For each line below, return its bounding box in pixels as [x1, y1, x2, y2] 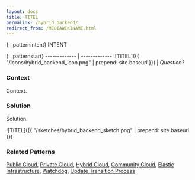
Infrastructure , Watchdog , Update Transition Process [6, 168, 135, 175]
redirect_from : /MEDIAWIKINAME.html [6, 25, 97, 31]
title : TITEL [6, 14, 39, 20]
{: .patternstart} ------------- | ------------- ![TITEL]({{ [6, 53, 139, 60]
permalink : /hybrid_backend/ [6, 19, 78, 25]
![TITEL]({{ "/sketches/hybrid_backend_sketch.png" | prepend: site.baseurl [6, 126, 190, 133]
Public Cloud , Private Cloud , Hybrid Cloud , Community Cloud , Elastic [6, 161, 174, 168]
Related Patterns [6, 148, 55, 156]
